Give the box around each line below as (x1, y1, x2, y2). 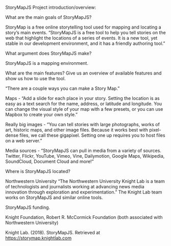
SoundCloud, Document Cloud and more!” (5, 158, 94, 164)
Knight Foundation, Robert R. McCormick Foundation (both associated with (5, 214, 163, 220)
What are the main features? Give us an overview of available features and (5, 70, 162, 76)
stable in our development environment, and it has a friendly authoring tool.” (5, 40, 165, 46)
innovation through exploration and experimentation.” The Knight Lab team (5, 189, 162, 195)
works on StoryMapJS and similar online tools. (5, 194, 103, 201)
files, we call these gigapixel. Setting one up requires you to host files (19, 132, 165, 138)
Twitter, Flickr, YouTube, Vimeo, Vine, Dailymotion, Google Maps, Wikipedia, (5, 153, 165, 159)
